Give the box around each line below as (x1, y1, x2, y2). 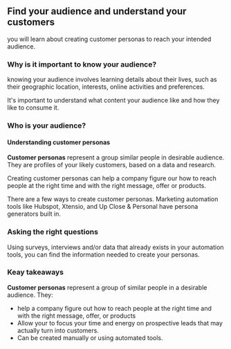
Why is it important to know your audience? (7, 59, 157, 69)
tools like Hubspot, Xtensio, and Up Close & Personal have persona (7, 203, 198, 211)
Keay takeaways (7, 267, 64, 277)
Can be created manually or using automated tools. (17, 333, 163, 342)
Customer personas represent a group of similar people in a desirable (7, 283, 207, 291)
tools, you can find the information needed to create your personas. (7, 250, 200, 259)
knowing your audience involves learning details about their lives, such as (7, 76, 217, 84)
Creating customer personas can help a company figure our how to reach (7, 174, 216, 182)
